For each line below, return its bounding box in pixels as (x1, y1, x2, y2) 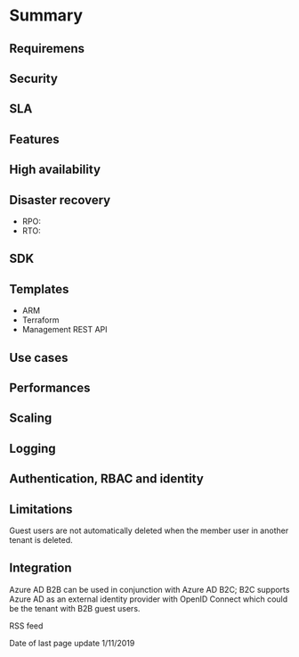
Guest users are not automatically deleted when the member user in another (9, 525, 289, 536)
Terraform (21, 315, 60, 325)
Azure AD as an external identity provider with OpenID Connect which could (9, 594, 288, 604)
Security (9, 70, 58, 86)
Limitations (9, 501, 73, 517)
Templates (9, 282, 69, 297)
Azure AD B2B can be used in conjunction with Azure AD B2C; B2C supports (9, 584, 290, 595)
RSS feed (9, 620, 44, 631)
